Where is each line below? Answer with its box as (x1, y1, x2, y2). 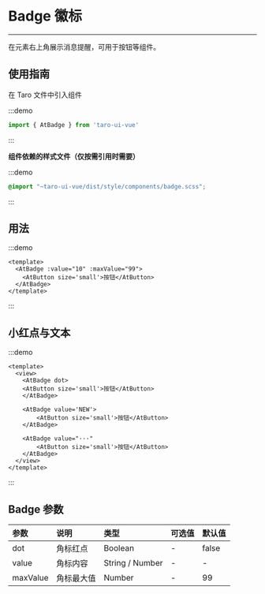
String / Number (103, 557, 163, 568)
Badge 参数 (8, 502, 65, 516)
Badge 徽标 (8, 7, 83, 25)
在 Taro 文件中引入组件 (8, 90, 83, 99)
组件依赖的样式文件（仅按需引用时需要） (8, 151, 140, 161)
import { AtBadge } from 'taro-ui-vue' (8, 121, 140, 129)
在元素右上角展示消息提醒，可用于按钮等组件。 (8, 42, 160, 51)
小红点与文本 (8, 326, 71, 339)
